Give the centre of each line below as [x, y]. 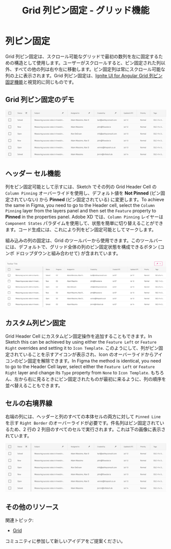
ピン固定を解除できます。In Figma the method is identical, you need [90, 361]
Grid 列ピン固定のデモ [40, 100]
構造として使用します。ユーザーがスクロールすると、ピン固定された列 [88, 62]
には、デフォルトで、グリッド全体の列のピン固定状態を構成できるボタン [81, 247]
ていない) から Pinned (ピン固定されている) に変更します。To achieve [91, 200]
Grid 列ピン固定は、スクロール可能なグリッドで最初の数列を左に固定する [82, 56]
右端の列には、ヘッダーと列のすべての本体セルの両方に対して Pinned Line [83, 416]
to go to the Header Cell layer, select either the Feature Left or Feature [80, 367]
